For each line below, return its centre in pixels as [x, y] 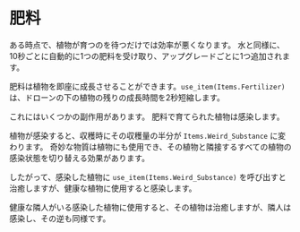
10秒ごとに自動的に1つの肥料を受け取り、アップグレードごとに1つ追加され [146, 56]
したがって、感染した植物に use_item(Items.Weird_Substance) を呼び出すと [148, 176]
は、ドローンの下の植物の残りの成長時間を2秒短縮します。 [117, 97]
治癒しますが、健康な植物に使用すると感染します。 [103, 188]
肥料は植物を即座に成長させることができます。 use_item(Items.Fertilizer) [147, 86]
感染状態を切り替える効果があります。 [80, 158]
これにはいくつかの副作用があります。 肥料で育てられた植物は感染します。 [147, 116]
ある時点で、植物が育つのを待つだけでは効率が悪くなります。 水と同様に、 [147, 45]
